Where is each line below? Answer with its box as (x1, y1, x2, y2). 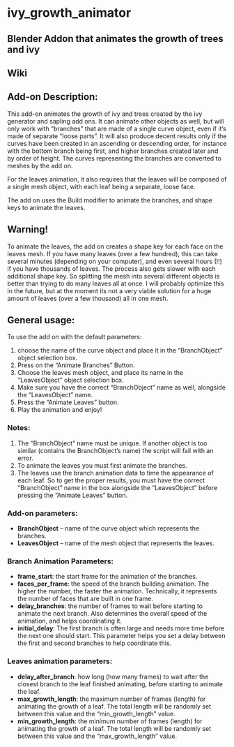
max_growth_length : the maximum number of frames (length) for (17, 695, 206, 703)
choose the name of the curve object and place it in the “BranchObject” (17, 346, 223, 355)
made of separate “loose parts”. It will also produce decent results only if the (7, 131, 227, 140)
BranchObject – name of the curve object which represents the (17, 524, 200, 532)
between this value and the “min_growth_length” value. (17, 709, 175, 718)
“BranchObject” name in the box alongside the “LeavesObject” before (17, 483, 218, 491)
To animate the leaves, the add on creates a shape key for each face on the (7, 242, 224, 251)
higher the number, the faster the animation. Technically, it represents (17, 587, 217, 596)
